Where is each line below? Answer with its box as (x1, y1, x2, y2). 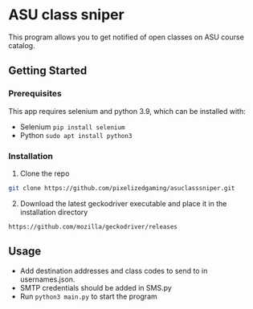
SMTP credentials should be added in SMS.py (19, 283, 173, 292)
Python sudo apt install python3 (19, 130, 133, 140)
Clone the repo (19, 169, 70, 178)
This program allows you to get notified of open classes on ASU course (8, 32, 245, 42)
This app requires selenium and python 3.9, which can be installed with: (8, 106, 247, 116)
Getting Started (8, 64, 88, 78)
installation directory (19, 207, 88, 217)
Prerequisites (8, 88, 62, 100)
